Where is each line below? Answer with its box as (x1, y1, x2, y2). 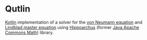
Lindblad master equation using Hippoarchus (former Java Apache (5, 24, 139, 30)
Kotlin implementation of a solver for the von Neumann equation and (5, 19, 143, 25)
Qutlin (5, 3, 31, 14)
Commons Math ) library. (5, 29, 54, 35)
